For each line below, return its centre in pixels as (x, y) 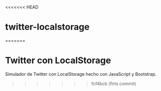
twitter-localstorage (48, 27)
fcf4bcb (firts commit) (114, 84)
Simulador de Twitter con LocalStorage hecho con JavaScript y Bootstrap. (81, 74)
